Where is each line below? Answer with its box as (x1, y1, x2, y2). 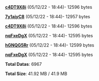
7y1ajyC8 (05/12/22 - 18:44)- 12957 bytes (5, 14, 90, 19)
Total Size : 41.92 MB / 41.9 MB (5, 71, 67, 77)
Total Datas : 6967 (5, 61, 42, 67)
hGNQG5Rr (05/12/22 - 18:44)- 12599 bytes (5, 42, 95, 48)
